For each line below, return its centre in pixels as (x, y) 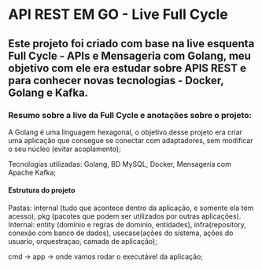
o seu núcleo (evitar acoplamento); (65, 149)
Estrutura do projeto (42, 190)
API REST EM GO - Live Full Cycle (118, 15)
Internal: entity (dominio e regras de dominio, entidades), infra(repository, (127, 225)
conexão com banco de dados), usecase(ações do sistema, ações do (121, 233)
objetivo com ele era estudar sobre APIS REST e (127, 68)
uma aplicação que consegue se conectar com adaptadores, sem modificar (131, 140)
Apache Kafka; (32, 172)
